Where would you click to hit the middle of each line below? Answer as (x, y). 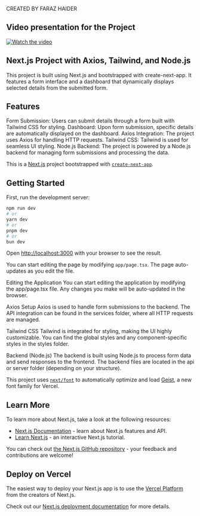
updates (16, 271)
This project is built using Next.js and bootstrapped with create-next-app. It (99, 75)
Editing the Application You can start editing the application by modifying (96, 283)
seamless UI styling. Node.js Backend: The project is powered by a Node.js (99, 146)
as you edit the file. (51, 271)
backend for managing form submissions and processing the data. (88, 152)
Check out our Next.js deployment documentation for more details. (88, 506)
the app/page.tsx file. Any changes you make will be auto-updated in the (96, 289)
